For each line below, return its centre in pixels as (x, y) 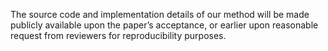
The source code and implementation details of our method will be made (160, 14)
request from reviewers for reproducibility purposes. (118, 35)
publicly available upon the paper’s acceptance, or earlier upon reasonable (164, 25)
